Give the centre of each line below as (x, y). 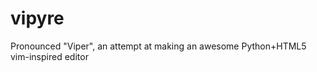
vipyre (37, 18)
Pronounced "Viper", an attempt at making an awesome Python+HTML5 (158, 46)
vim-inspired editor (49, 56)
